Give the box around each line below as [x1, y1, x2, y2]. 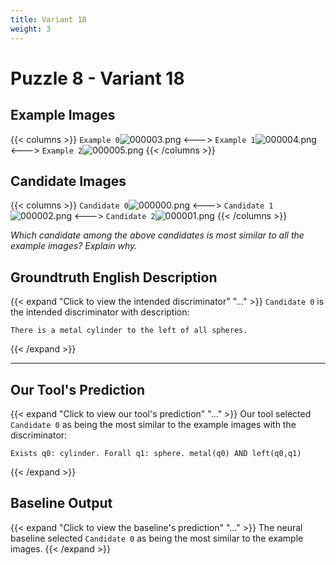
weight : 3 [10, 24, 52, 34]
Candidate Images [10, 172, 127, 190]
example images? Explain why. [10, 240, 138, 252]
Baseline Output [10, 495, 113, 512]
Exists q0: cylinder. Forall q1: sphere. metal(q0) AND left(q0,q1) [10, 448, 302, 458]
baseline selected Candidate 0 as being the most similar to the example [10, 532, 304, 544]
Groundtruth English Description [10, 269, 218, 286]
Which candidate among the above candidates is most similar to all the [10, 229, 305, 241]
